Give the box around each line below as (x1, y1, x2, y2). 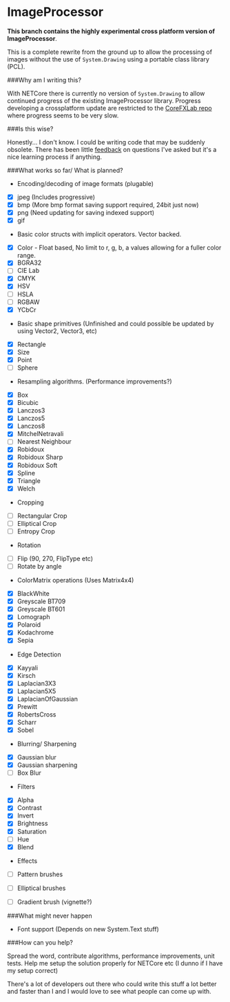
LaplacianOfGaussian (17, 694, 78, 703)
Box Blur (17, 768, 41, 777)
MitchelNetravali (17, 430, 64, 438)
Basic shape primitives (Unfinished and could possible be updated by (17, 319, 214, 328)
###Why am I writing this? (7, 75, 81, 84)
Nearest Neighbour (17, 437, 72, 446)
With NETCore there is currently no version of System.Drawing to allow (7, 89, 205, 97)
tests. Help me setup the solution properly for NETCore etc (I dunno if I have (7, 958, 223, 967)
